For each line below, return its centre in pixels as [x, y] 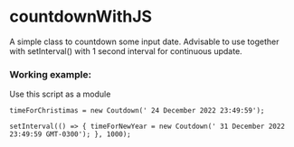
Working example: [51, 74]
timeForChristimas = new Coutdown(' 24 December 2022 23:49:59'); [137, 111]
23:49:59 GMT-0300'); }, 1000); [70, 134]
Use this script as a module [60, 94]
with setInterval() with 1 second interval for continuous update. [126, 51]
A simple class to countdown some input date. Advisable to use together [144, 41]
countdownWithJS [81, 17]
